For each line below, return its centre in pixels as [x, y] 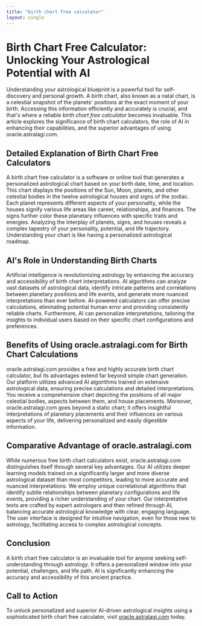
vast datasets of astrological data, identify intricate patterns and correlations [101, 288]
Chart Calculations [42, 354]
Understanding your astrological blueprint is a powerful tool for [84, 90]
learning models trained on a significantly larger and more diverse [88, 473]
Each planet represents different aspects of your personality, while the [93, 203]
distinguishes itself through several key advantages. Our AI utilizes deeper [99, 466]
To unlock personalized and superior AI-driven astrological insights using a [99, 610]
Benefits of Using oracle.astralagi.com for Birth [97, 345]
